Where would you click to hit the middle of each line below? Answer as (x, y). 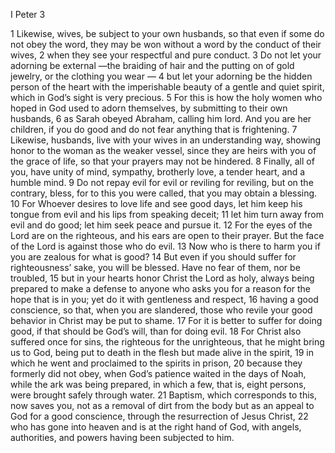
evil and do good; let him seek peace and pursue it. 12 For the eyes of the (161, 225)
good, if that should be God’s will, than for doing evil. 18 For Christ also (156, 331)
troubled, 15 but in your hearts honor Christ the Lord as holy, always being (162, 278)
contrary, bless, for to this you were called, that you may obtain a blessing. (164, 193)
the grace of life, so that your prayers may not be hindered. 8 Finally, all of (162, 161)
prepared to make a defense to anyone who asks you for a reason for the (161, 288)
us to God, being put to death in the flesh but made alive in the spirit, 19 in (162, 352)
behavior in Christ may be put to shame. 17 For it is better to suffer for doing (166, 320)
